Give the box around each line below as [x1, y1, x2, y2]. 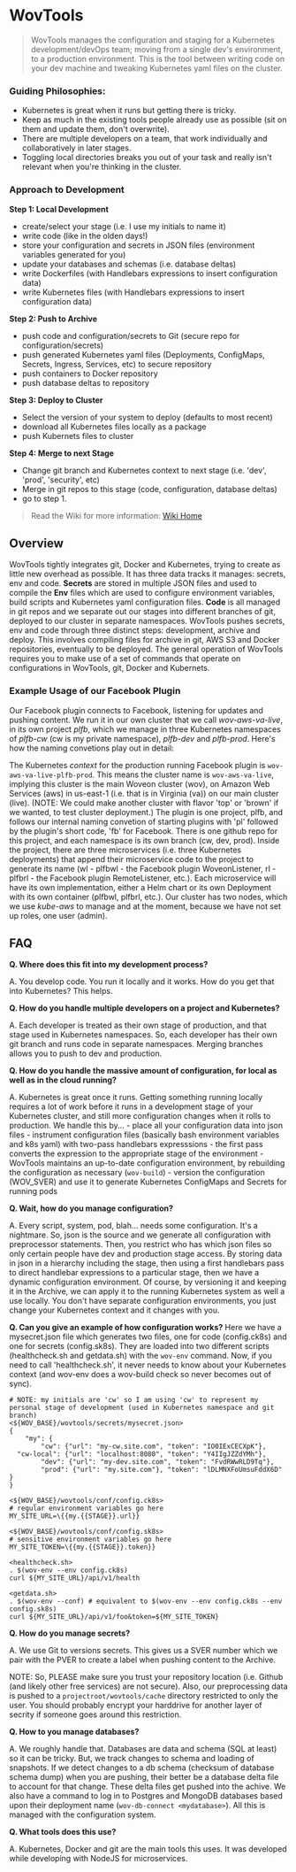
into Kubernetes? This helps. [9, 986, 113, 997]
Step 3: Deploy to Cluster [9, 395, 103, 405]
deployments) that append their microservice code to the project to [9, 853, 254, 864]
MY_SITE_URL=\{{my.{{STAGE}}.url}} [9, 1512, 140, 1521]
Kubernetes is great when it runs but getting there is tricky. [21, 105, 237, 116]
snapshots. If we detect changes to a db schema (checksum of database [9, 1762, 275, 1773]
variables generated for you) [21, 249, 126, 259]
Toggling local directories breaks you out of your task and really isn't [21, 152, 272, 163]
